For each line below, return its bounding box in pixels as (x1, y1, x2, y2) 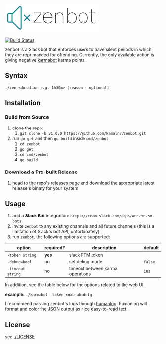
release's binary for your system (12, 185, 79, 191)
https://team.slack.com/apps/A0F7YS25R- (70, 214, 155, 218)
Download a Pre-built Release (5, 169, 78, 175)
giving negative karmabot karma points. (5, 57, 86, 63)
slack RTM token (69, 252, 103, 258)
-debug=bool (7, 259, 32, 264)
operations (69, 271, 91, 277)
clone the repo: (12, 125, 43, 131)
